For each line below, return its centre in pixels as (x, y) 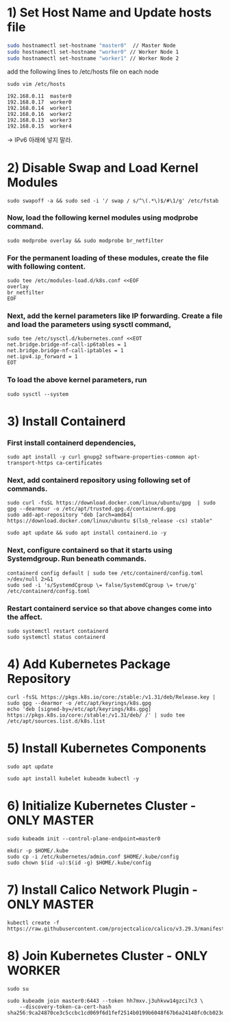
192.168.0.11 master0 (39, 96)
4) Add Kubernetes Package (89, 664)
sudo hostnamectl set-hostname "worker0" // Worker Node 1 (93, 52)
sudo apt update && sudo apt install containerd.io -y (87, 533)
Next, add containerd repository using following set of (99, 480)
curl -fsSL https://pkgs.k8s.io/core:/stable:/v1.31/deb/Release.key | (111, 697)
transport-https (30, 463)
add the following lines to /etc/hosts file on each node (83, 71)
